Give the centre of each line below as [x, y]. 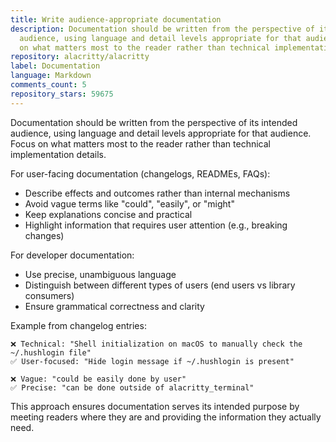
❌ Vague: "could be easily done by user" [98, 379]
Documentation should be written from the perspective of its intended [154, 122]
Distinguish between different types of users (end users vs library [160, 285]
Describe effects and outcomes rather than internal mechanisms [157, 193]
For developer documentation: [72, 255]
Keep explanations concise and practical [108, 214]
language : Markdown [51, 76]
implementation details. [58, 154]
